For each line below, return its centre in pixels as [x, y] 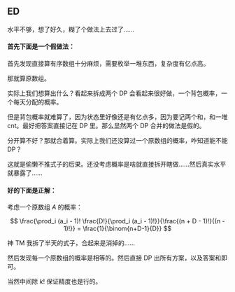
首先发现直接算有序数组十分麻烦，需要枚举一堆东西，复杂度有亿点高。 [108, 64]
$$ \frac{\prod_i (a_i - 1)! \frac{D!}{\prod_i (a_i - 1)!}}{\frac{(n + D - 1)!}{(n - [117, 221]
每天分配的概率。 [38, 102]
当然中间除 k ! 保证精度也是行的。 [55, 281]
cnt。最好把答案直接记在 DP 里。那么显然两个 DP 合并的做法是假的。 [106, 126]
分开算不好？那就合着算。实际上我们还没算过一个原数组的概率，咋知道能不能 [117, 141]
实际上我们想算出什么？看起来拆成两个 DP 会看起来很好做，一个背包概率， [114, 93]
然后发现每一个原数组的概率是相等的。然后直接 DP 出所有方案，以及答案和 [114, 258]
